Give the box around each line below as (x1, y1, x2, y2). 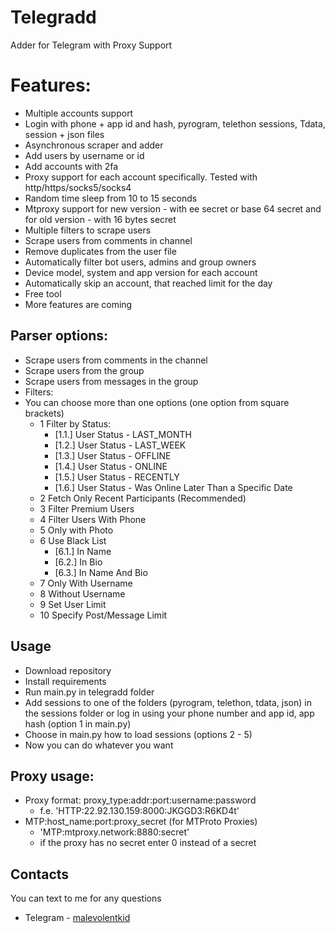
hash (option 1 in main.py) (24, 717, 132, 730)
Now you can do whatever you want (24, 739, 174, 751)
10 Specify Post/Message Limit (39, 609, 168, 621)
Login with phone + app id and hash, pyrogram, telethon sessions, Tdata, (24, 117, 326, 130)
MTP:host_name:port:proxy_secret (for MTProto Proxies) (24, 816, 258, 828)
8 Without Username (39, 587, 126, 600)
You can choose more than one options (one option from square (24, 396, 290, 408)
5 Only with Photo (39, 524, 114, 536)
